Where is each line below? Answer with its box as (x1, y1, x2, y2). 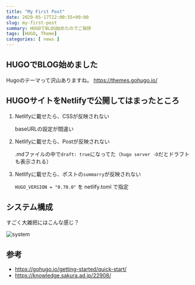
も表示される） (14, 158, 52, 165)
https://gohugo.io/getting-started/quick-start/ (14, 265, 127, 273)
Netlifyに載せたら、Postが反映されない (14, 138, 110, 145)
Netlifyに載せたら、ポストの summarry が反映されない (14, 170, 141, 178)
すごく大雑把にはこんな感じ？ (6, 219, 79, 226)
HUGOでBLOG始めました (6, 60, 98, 70)
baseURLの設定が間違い (14, 125, 74, 132)
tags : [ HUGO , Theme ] (6, 31, 58, 37)
